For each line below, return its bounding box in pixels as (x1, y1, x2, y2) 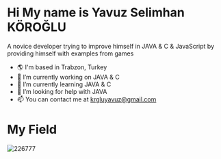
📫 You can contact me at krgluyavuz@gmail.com (16, 95, 157, 103)
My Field (7, 122, 57, 138)
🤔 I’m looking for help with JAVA (16, 87, 107, 95)
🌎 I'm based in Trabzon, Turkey (16, 63, 107, 71)
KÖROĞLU (7, 19, 66, 35)
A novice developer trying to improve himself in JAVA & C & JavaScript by (7, 42, 214, 50)
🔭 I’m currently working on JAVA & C (16, 73, 120, 81)
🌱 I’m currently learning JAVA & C (16, 80, 112, 88)
